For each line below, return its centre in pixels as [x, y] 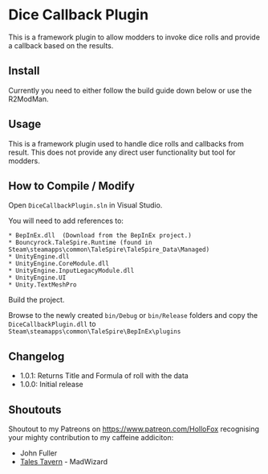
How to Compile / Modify [71, 185]
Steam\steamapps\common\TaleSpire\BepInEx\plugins [95, 332]
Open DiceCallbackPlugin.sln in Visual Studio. [85, 205]
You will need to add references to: [66, 221]
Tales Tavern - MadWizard [64, 462]
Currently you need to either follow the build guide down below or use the [130, 90]
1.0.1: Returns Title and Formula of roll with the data [104, 376]
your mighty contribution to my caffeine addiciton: [91, 437]
